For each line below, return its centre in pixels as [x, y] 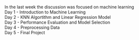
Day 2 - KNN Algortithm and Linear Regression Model [58, 17]
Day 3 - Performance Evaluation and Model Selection [57, 22]
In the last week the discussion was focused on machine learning [69, 7]
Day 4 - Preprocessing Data [32, 27]
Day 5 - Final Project [25, 33]
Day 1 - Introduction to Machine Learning [45, 12]
